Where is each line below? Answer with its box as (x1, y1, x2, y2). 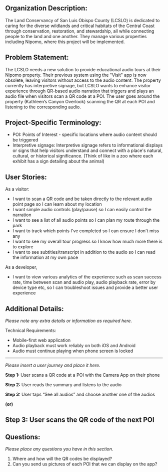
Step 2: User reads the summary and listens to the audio (5, 382, 121, 388)
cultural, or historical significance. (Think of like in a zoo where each (12, 153, 153, 159)
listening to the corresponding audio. (5, 104, 81, 110)
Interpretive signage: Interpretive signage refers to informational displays (12, 142, 163, 148)
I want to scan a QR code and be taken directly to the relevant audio (12, 196, 152, 202)
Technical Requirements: (5, 328, 56, 334)
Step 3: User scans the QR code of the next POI (5, 416, 154, 424)
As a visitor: (5, 186, 29, 192)
